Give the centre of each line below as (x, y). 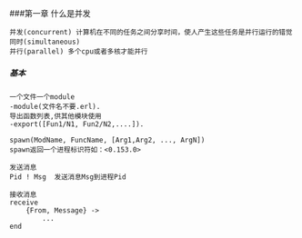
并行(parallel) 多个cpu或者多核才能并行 (79, 52)
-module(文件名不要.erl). (55, 106)
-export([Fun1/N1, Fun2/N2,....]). (77, 124)
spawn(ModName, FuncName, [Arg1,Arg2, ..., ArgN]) (107, 140)
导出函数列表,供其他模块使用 (55, 116)
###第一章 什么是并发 (50, 13)
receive (24, 203)
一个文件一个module (42, 97)
